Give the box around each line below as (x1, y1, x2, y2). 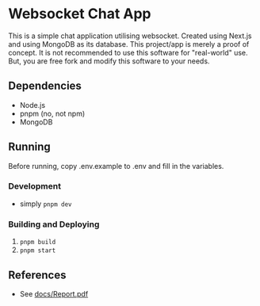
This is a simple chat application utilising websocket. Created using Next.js (8, 31, 252, 40)
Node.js (19, 100, 46, 109)
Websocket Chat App (8, 5, 151, 23)
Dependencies (8, 79, 82, 93)
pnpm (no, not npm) (19, 109, 86, 118)
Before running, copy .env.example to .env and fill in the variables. (8, 161, 224, 170)
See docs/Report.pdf (19, 289, 89, 298)
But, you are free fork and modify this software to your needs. (8, 56, 210, 66)
